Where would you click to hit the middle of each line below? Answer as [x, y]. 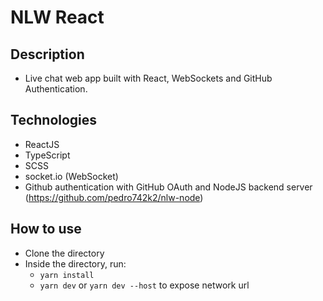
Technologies [54, 120]
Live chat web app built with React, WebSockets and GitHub [148, 78]
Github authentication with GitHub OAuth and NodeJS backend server [168, 187]
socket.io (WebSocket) [71, 176]
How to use [46, 229]
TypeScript [47, 155]
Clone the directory [64, 253]
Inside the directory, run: [75, 263]
